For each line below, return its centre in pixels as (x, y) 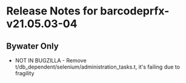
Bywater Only (32, 46)
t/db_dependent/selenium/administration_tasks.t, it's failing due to (98, 67)
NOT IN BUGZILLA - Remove (51, 60)
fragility (25, 73)
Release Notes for (52, 11)
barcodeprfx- (135, 11)
